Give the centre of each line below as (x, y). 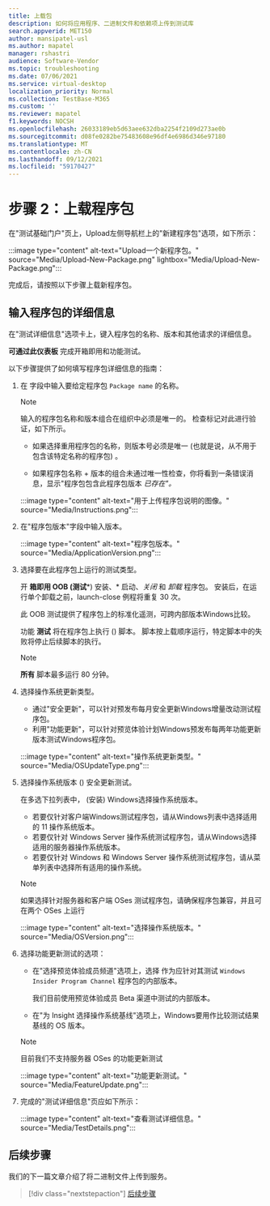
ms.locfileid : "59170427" (52, 167)
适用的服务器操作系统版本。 (78, 847)
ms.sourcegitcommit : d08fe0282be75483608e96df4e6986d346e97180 (117, 136)
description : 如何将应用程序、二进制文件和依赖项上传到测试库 (101, 24)
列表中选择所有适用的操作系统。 (93, 867)
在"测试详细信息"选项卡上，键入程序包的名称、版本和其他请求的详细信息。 (132, 334)
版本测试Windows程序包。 (76, 739)
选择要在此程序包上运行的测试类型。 (80, 569)
